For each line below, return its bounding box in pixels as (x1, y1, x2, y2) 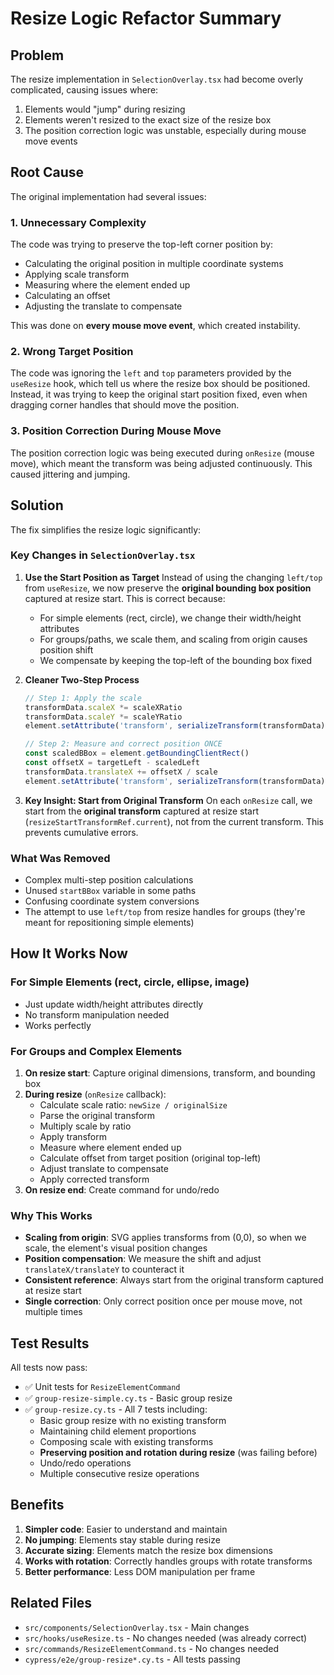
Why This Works (10, 1208, 93, 1222)
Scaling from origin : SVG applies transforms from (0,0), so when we (24, 1232, 307, 1244)
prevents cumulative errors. (24, 826, 139, 838)
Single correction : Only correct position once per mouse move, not (24, 1295, 303, 1307)
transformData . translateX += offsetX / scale (24, 767, 218, 777)
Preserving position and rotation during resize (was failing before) (39, 1447, 318, 1459)
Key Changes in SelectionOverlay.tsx (10, 548, 196, 562)
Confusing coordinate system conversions (24, 895, 200, 907)
